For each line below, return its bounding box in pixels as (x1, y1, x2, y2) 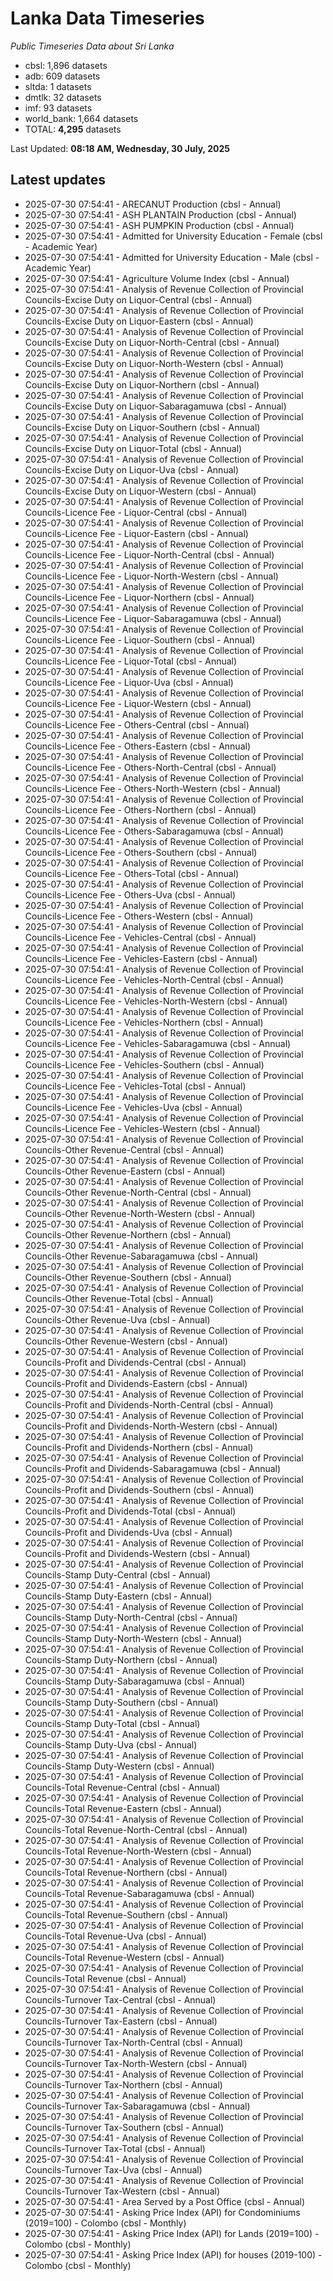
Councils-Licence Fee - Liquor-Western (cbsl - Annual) (24, 697, 252, 709)
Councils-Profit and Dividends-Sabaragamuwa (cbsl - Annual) (24, 1462, 282, 1474)
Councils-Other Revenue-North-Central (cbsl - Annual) (24, 1186, 252, 1198)
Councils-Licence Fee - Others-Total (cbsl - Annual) (24, 867, 240, 879)
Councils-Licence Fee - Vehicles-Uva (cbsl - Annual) (24, 1101, 243, 1113)
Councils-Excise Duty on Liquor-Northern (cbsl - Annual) (24, 378, 260, 391)
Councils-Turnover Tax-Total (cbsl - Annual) (24, 2142, 206, 2154)
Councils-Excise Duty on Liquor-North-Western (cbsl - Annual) (24, 357, 284, 369)
